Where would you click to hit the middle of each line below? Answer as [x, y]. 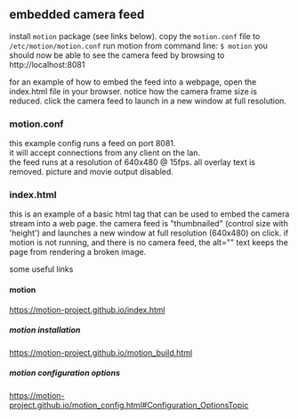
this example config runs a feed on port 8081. [93, 144]
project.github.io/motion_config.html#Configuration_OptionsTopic [129, 405]
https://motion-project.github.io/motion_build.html [101, 352]
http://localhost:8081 [47, 64]
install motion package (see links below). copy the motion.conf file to [135, 36]
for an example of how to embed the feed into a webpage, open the [133, 82]
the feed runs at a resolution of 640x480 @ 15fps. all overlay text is [133, 162]
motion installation [45, 330]
